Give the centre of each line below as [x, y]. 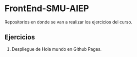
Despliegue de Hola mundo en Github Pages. [57, 49]
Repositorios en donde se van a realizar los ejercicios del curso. [68, 22]
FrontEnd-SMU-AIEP [47, 9]
